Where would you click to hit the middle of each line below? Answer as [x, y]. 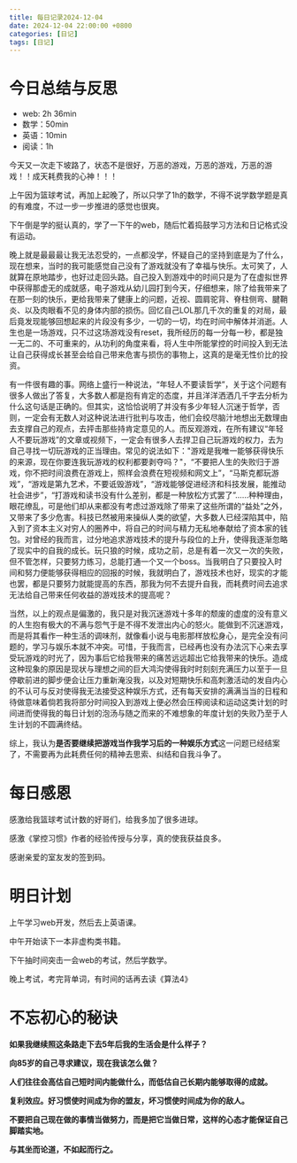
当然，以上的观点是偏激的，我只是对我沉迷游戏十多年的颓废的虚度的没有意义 [148, 614]
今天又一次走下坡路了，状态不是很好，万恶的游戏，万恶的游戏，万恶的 [137, 166]
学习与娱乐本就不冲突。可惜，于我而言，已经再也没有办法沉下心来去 [156, 647]
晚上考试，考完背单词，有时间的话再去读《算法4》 [101, 979]
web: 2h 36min [49, 114]
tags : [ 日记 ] [32, 42]
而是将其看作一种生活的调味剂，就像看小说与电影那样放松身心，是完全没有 [145, 636]
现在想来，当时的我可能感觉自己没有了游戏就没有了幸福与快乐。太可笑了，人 [148, 266]
